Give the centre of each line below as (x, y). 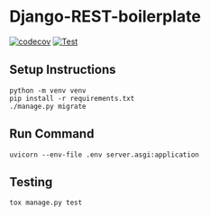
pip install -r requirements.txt (72, 98)
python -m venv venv (48, 90)
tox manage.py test (46, 203)
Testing (31, 182)
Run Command (52, 134)
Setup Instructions (63, 70)
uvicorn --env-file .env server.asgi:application (105, 155)
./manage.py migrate (48, 106)
